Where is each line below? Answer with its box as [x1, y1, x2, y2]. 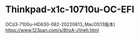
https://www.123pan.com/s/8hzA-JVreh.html [5, 27, 99, 33]
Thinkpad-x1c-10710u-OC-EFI [5, 4, 134, 15]
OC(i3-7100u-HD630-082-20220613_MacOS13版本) [5, 21, 115, 27]
